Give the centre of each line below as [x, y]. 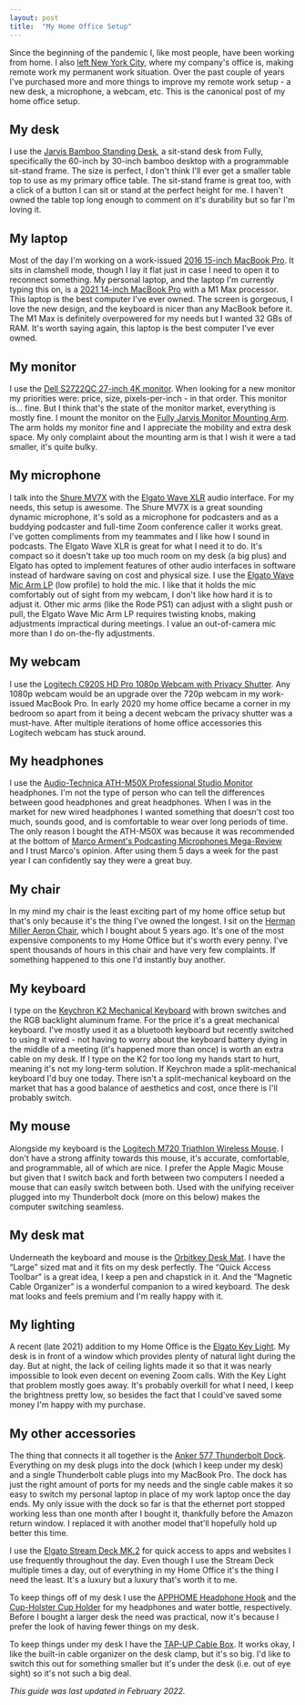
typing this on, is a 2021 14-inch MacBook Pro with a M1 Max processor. [144, 289]
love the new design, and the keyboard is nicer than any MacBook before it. [151, 309]
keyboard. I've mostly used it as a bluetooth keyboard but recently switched [152, 1030]
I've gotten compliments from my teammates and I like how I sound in [140, 536]
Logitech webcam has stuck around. [78, 732]
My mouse [40, 1127]
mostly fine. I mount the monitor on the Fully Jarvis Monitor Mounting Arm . [149, 417]
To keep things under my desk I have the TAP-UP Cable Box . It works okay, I [152, 1645]
